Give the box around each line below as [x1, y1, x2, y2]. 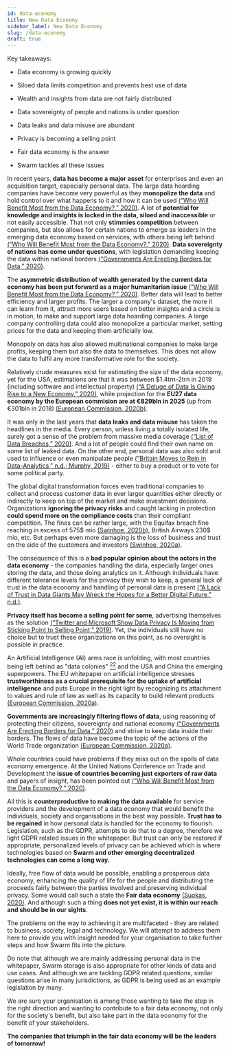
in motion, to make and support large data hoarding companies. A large [7, 312, 209, 321]
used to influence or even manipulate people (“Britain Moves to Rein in [7, 455, 207, 463]
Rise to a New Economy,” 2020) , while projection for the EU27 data [7, 390, 197, 398]
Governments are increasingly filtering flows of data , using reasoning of [7, 712, 216, 720]
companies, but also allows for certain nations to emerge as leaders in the [7, 226, 216, 234]
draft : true [7, 36, 41, 43]
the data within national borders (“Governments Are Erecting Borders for [7, 255, 211, 263]
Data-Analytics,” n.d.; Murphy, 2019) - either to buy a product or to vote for [7, 462, 219, 470]
